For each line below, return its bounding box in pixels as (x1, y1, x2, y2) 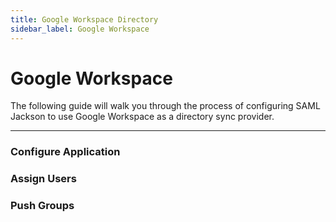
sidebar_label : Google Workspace (10, 24, 150, 34)
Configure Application (10, 145, 121, 159)
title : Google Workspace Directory (10, 14, 159, 25)
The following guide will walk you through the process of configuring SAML (10, 100, 321, 112)
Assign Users (10, 172, 77, 186)
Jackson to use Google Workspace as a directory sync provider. (10, 111, 275, 123)
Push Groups (10, 199, 75, 213)
